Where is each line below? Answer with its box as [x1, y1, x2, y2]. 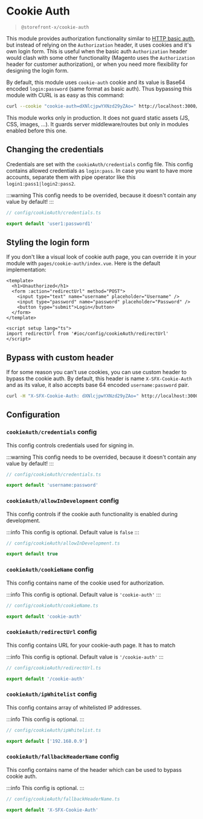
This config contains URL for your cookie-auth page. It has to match [6, 641, 176, 649]
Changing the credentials [6, 144, 104, 155]
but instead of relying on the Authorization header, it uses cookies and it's [6, 41, 192, 48]
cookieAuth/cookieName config [6, 565, 94, 574]
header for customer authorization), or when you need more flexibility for [6, 60, 188, 68]
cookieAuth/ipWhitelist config [6, 690, 97, 699]
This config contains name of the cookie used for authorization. [6, 579, 165, 586]
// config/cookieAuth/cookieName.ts [6, 603, 98, 609]
